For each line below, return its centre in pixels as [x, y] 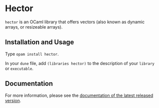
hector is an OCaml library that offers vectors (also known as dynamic [75, 22]
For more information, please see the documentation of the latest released [79, 95]
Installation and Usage [40, 42]
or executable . [19, 68]
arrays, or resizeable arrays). [34, 27]
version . [13, 100]
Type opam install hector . [32, 54]
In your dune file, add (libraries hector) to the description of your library [80, 63]
